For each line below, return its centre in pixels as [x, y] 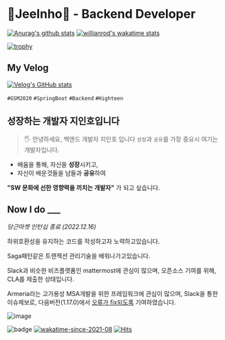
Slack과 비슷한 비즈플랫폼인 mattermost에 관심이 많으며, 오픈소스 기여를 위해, [112, 271]
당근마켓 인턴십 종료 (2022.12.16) [52, 227]
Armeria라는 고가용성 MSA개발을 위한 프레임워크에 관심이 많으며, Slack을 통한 [112, 294]
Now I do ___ [34, 209]
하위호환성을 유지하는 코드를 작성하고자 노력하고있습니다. [84, 241]
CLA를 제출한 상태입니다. [41, 279]
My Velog [28, 68]
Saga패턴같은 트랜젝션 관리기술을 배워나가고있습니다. [79, 256]
